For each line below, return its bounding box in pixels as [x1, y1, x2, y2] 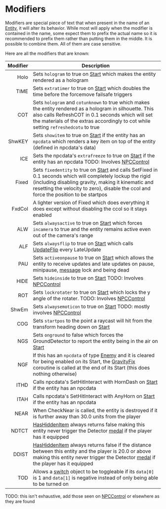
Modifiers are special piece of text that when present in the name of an [5, 20, 150, 26]
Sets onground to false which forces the [33, 331, 124, 338]
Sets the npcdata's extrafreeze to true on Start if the [33, 152, 155, 159]
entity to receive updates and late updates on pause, [33, 260, 155, 267]
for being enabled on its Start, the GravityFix [33, 358, 136, 365]
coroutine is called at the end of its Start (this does [33, 364, 150, 371]
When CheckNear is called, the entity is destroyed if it [33, 407, 158, 414]
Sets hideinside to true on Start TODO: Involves [33, 275, 144, 281]
